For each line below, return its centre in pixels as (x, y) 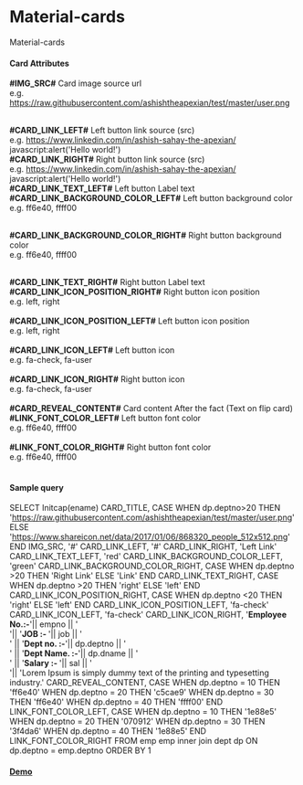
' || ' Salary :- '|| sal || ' (51, 663)
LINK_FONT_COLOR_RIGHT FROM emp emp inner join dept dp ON (134, 741)
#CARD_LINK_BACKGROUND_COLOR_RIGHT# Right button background (146, 236)
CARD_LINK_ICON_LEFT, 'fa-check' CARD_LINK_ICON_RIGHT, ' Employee (148, 615)
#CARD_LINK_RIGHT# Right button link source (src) (107, 159)
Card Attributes (40, 63)
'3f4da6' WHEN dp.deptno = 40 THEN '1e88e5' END (108, 731)
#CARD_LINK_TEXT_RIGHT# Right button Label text (107, 282)
